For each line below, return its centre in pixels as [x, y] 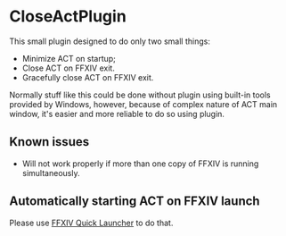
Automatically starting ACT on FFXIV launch [135, 202]
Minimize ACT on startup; [69, 58]
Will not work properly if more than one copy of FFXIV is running [140, 164]
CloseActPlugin [68, 17]
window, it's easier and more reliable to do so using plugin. [117, 114]
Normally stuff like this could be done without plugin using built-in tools [140, 95]
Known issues [49, 142]
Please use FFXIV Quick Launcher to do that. [91, 223]
